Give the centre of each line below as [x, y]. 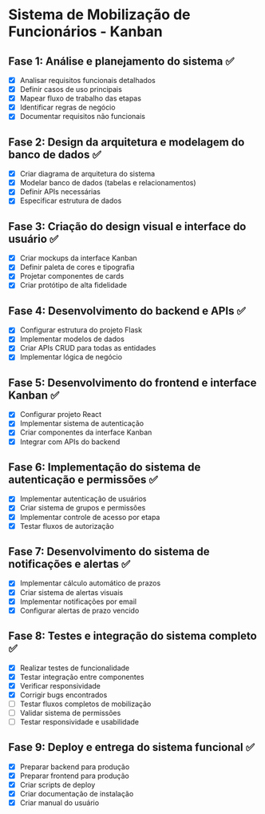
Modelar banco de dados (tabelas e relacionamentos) [108, 183]
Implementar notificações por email [78, 602]
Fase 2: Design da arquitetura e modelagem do [127, 142]
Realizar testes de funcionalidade [75, 668]
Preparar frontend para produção [74, 776]
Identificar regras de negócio [67, 107]
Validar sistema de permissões [70, 713]
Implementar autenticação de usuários [83, 499]
